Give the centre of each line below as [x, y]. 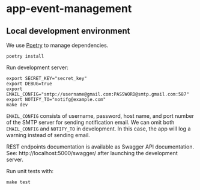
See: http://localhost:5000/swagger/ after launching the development [92, 153]
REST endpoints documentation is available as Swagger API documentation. [100, 147]
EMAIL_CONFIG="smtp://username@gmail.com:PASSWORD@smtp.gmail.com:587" [98, 94]
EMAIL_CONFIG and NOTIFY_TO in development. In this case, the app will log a [98, 129]
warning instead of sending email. [48, 135]
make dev [17, 105]
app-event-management [69, 9]
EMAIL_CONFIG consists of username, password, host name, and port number [100, 116]
